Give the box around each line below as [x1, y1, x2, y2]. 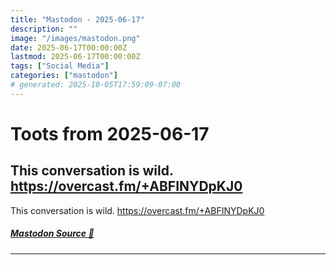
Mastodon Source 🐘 [10, 227, 95, 240]
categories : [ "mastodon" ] [10, 71, 118, 81]
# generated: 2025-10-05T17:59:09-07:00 [10, 80, 182, 90]
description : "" [10, 24, 78, 34]
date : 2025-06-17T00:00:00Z [10, 42, 128, 53]
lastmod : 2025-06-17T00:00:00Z [10, 52, 141, 62]
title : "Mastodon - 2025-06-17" [10, 14, 145, 25]
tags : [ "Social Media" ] [10, 61, 110, 71]
